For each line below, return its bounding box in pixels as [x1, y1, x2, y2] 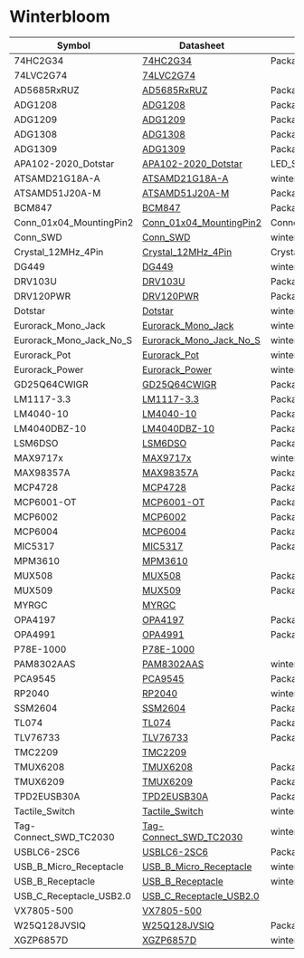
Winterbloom [9, 6, 110, 27]
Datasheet [179, 39, 225, 52]
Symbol [56, 39, 90, 52]
